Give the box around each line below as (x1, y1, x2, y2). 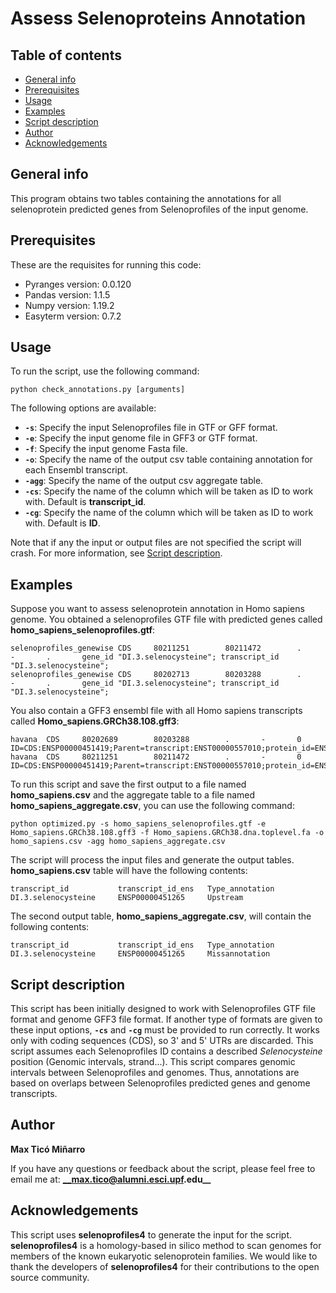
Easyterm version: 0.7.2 (24, 310, 122, 322)
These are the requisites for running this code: (10, 258, 202, 271)
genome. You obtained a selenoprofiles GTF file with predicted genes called (10, 613, 323, 626)
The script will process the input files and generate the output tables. (10, 854, 295, 866)
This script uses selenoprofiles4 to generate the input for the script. (10, 1228, 293, 1241)
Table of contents (10, 47, 122, 64)
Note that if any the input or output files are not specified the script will (10, 537, 302, 549)
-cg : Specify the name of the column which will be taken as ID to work (24, 507, 314, 519)
